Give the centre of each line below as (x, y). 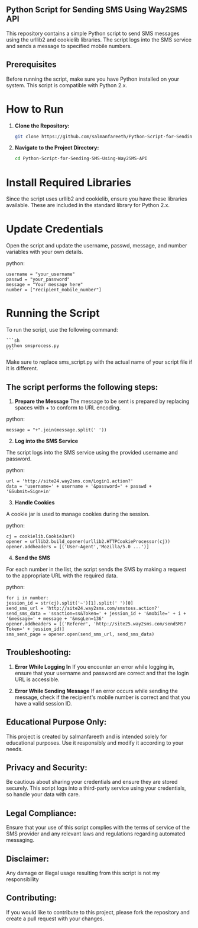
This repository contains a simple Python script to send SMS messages (93, 33)
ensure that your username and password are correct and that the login (102, 673)
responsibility (23, 879)
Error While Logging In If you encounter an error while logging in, (95, 666)
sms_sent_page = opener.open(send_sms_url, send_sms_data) (80, 634)
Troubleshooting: (39, 652)
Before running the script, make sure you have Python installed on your (93, 79)
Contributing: (32, 898)
